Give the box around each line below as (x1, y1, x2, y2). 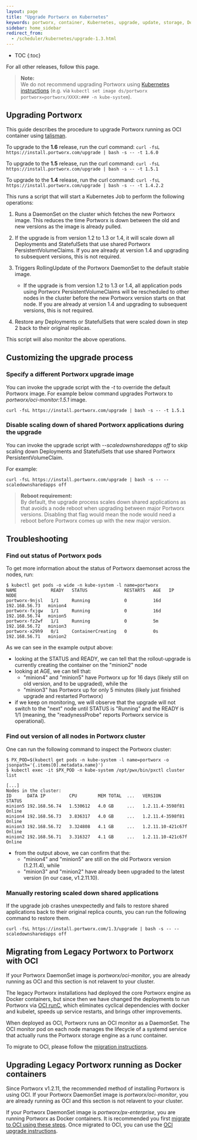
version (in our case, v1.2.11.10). (23, 874, 99, 881)
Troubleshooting (6, 534, 69, 544)
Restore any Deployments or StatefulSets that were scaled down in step (14, 318, 188, 325)
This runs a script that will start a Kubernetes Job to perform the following (6, 193, 185, 200)
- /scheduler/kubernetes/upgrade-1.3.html (11, 36, 117, 42)
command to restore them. (6, 915, 70, 922)
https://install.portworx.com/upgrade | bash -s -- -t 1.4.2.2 (6, 182, 164, 188)
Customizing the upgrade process (6, 353, 134, 363)
